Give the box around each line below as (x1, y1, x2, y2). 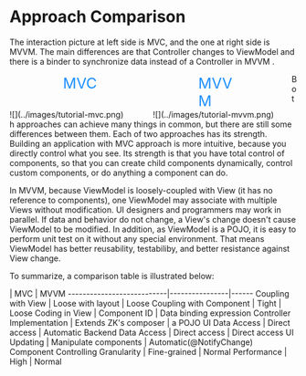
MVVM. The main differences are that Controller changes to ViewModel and (9, 46, 295, 57)
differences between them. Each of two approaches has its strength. (9, 128, 268, 139)
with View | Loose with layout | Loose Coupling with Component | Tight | (9, 298, 281, 308)
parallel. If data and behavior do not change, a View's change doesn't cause (9, 214, 297, 225)
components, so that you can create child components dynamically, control (9, 157, 293, 168)
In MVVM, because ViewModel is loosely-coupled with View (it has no (9, 184, 273, 195)
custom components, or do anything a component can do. (9, 167, 228, 178)
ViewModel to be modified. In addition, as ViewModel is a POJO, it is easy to (9, 224, 297, 235)
